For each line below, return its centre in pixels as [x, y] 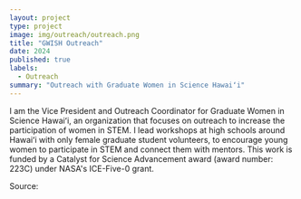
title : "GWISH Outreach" [56, 43]
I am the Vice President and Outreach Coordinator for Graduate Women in [147, 110]
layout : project [40, 18]
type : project [36, 26]
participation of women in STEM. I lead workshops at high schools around [147, 130]
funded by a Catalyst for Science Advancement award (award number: [141, 158]
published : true [40, 60]
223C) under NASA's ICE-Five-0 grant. [82, 168]
